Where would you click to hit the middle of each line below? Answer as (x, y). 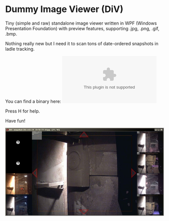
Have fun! (15, 121)
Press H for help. (23, 111)
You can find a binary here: (33, 101)
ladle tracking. (20, 49)
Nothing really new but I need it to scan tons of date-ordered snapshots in (82, 43)
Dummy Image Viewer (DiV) (64, 9)
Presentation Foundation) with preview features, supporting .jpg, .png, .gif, (82, 28)
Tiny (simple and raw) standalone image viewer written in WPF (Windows (81, 23)
